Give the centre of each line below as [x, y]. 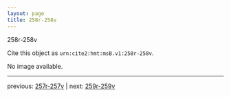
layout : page [26, 13]
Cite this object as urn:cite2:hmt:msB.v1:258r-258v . [80, 53]
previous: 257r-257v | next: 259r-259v [61, 86]
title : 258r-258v [32, 20]
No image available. [35, 66]
